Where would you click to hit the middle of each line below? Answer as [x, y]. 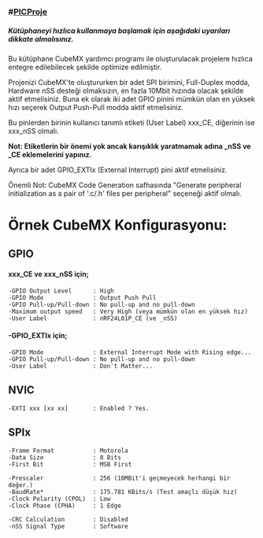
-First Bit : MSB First [70, 464]
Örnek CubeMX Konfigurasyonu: [118, 225]
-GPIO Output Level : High [61, 291]
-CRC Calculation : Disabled [68, 519]
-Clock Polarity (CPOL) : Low [59, 499]
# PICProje [28, 12]
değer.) [21, 485]
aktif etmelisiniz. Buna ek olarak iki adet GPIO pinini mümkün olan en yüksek [132, 99]
